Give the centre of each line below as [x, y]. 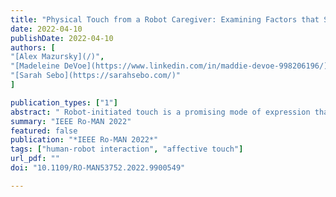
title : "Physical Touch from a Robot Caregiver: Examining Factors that [165, 19]
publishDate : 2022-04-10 [62, 38]
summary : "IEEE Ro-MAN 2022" [71, 121]
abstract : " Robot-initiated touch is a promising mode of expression [160, 112]
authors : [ [33, 47]
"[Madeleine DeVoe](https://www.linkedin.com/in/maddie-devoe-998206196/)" [171, 66]
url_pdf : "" [35, 159]
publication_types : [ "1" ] [64, 102]
